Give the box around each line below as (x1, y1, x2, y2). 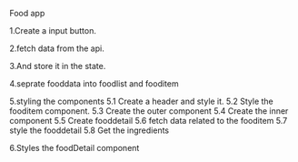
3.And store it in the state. (9, 61, 106, 71)
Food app (9, 8, 45, 18)
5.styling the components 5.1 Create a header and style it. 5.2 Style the (9, 96, 274, 106)
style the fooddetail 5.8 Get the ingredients (9, 125, 170, 136)
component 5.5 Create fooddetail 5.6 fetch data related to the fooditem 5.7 (9, 116, 288, 126)
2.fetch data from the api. (9, 43, 104, 54)
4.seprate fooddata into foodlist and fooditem (9, 78, 179, 89)
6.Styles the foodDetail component (9, 143, 140, 153)
